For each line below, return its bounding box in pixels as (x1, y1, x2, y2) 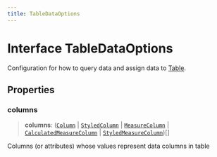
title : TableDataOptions (7, 10, 80, 18)
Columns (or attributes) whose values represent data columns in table (7, 142, 210, 151)
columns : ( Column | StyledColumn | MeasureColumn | (24, 121, 170, 130)
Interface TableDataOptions (7, 40, 173, 56)
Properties (7, 83, 55, 95)
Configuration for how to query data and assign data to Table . (7, 64, 187, 72)
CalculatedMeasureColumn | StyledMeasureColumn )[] (24, 128, 170, 137)
